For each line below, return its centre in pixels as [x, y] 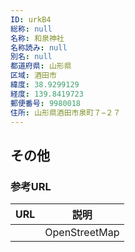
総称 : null [31, 29]
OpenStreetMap [82, 233]
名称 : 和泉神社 [37, 38]
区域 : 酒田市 [33, 76]
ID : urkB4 [31, 19]
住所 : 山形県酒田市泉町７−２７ [66, 112]
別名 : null [31, 57]
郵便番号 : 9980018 [46, 103]
